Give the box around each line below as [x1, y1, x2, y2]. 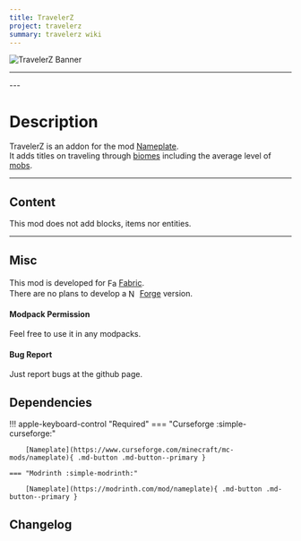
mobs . [9, 160, 33, 171]
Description [9, 111, 99, 132]
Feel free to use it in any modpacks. [9, 329, 142, 339]
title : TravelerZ [9, 13, 74, 22]
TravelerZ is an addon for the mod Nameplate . [9, 141, 179, 152]
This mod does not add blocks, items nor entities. [9, 219, 192, 229]
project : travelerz [9, 21, 82, 30]
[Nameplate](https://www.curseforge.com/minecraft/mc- [25, 445, 235, 455]
